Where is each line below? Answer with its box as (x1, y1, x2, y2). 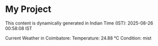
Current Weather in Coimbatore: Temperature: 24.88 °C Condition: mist (5, 35, 151, 41)
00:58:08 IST (5, 25, 32, 31)
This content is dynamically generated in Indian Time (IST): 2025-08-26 (5, 20, 153, 26)
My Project (5, 3, 51, 15)
